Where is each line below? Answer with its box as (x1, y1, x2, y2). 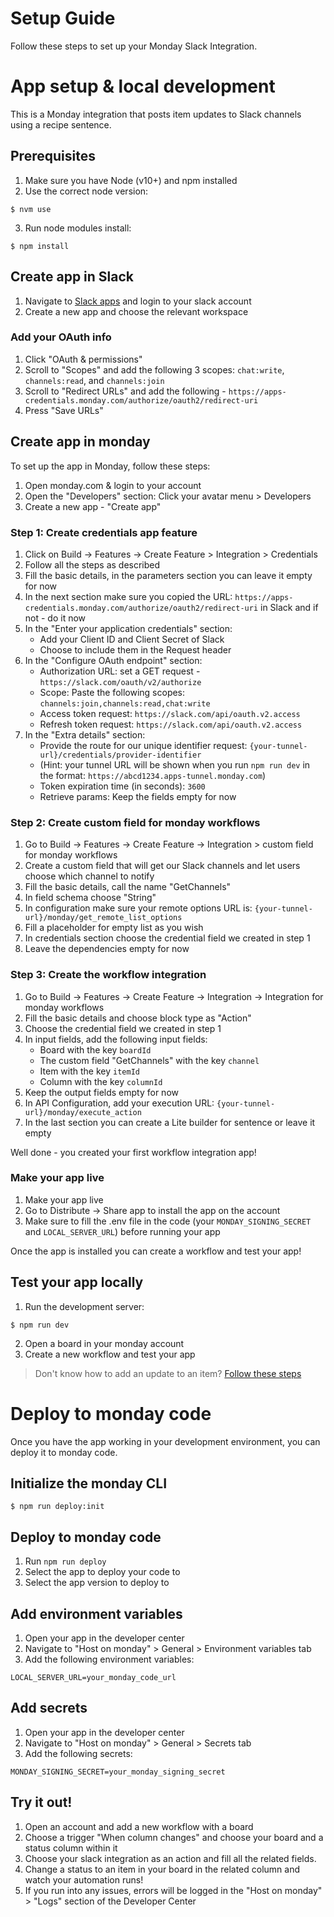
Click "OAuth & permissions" (24, 353, 143, 365)
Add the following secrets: (24, 1747, 133, 1759)
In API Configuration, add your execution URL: (24, 1097, 215, 1109)
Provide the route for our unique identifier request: (39, 739, 248, 751)
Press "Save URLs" (24, 404, 104, 416)
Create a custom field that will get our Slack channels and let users (24, 860, 301, 872)
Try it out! (10, 1794, 73, 1811)
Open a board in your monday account (24, 1337, 185, 1349)
